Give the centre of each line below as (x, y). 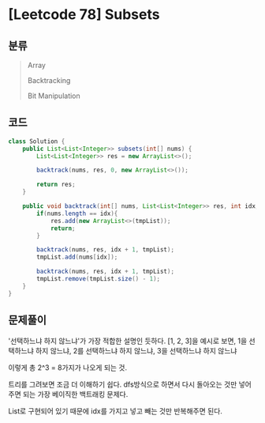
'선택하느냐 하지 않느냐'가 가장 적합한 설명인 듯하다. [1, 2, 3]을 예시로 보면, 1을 (128, 341)
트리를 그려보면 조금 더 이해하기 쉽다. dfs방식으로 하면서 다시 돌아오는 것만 (123, 384)
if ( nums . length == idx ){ (77, 213)
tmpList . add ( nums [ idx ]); (77, 257)
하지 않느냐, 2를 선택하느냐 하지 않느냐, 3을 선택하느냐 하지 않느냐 (136, 350)
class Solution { (37, 141)
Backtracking (49, 80)
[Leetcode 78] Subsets (84, 15)
